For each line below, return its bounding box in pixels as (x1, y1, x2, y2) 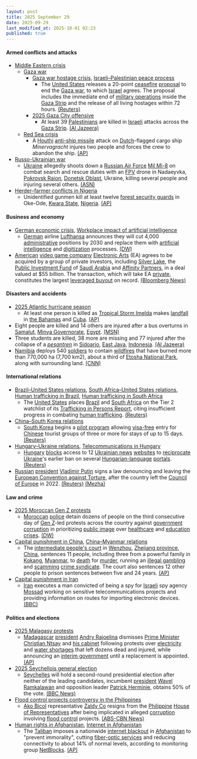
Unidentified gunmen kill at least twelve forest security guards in (23, 193, 180, 201)
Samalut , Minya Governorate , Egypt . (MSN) (14, 328, 119, 335)
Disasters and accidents (6, 290, 67, 297)
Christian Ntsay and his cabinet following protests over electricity (23, 640, 182, 647)
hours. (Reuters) (41, 106, 81, 113)
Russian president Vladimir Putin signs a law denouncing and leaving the (14, 467, 191, 475)
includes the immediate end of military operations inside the (41, 93, 186, 100)
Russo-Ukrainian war (14, 156, 66, 163)
